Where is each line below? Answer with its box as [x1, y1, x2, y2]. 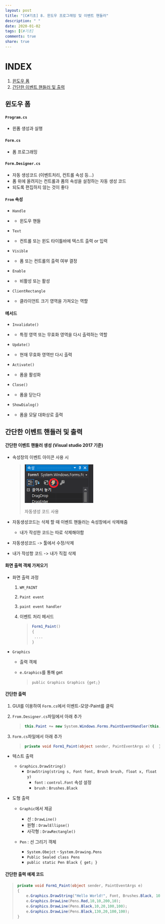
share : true [5, 39, 29, 44]
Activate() [12, 362, 35, 367]
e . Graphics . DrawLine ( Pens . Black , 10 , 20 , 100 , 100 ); [26, 904, 128, 909]
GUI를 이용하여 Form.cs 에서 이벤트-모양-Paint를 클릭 [12, 703, 114, 709]
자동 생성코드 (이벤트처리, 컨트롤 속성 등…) [12, 172, 94, 178]
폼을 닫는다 [19, 392, 41, 398]
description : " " [5, 18, 41, 23]
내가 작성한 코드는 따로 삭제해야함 [19, 529, 84, 535]
